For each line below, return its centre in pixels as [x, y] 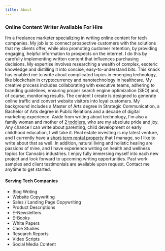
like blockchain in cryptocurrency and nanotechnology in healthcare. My [79, 80]
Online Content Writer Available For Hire [54, 27]
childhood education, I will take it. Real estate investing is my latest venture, [82, 132]
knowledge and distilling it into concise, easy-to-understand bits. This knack [82, 69]
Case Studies [26, 229]
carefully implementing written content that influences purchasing [72, 59]
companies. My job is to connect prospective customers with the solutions [81, 43]
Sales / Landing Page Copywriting [47, 202]
